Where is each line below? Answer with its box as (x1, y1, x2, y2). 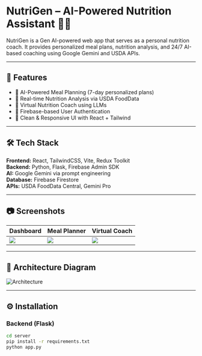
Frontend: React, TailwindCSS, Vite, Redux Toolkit (6, 157, 130, 164)
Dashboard (9, 227, 42, 235)
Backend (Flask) (6, 319, 55, 328)
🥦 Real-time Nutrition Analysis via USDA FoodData (14, 95, 139, 102)
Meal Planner (47, 227, 86, 235)
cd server (6, 333, 31, 339)
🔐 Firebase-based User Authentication (14, 107, 110, 115)
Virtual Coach (91, 227, 133, 235)
